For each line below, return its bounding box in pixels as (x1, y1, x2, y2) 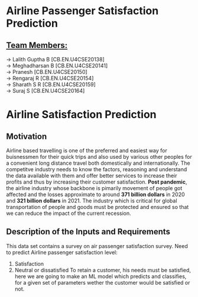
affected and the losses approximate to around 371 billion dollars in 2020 (6, 191, 185, 198)
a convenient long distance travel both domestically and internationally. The (6, 159, 190, 167)
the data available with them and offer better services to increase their (6, 172, 177, 179)
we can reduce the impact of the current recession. (6, 210, 131, 217)
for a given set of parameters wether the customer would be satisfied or (14, 279, 190, 286)
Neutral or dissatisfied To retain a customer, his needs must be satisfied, (14, 266, 191, 273)
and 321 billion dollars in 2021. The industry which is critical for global (6, 197, 177, 204)
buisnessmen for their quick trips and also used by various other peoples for (6, 154, 192, 160)
